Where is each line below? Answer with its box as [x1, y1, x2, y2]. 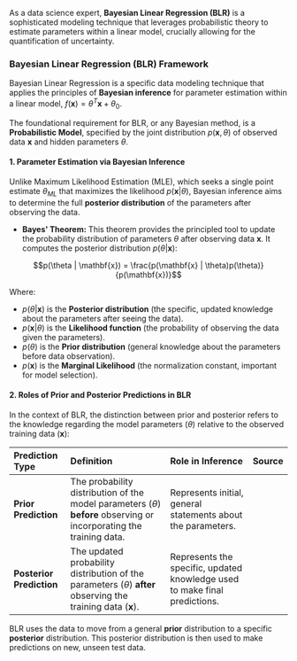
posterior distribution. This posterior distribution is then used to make [9, 633, 263, 643]
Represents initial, [170, 486, 245, 499]
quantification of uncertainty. [9, 35, 115, 46]
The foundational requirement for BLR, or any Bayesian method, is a [9, 117, 256, 128]
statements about [170, 509, 243, 521]
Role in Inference [170, 455, 243, 467]
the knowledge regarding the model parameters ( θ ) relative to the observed [9, 418, 285, 429]
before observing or [70, 509, 155, 521]
